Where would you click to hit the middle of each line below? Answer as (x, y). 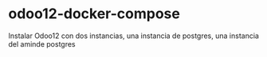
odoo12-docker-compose (94, 14)
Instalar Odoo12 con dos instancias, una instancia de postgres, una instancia (133, 36)
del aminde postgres (42, 44)
